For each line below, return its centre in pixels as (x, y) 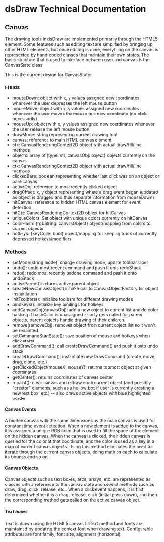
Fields (12, 87)
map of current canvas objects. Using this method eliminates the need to (78, 446)
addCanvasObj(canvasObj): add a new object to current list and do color (85, 309)
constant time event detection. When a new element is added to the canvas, (82, 426)
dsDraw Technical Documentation (76, 9)
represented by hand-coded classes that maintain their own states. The (77, 55)
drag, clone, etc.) (29, 362)
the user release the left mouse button (51, 129)
